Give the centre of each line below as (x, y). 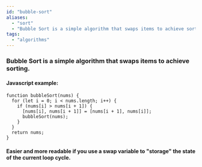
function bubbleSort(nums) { (43, 96)
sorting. (18, 68)
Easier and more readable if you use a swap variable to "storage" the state (101, 151)
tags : (13, 34)
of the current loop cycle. (38, 157)
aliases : (17, 17)
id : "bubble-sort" (29, 12)
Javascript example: (32, 83)
